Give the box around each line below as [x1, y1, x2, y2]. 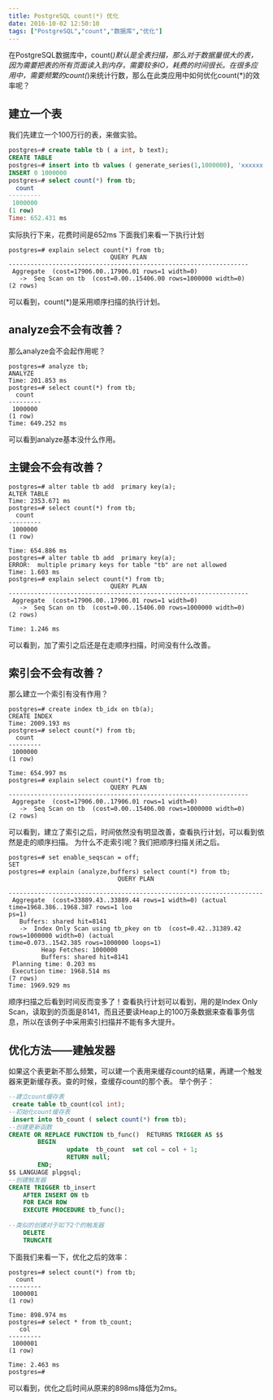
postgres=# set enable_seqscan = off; [8, 854, 140, 862]
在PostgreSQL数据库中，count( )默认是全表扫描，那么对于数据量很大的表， [8, 50, 258, 60]
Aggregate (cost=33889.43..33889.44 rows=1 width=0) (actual [11, 896, 227, 904]
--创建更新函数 [8, 1123, 53, 1131]
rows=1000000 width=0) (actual [8, 932, 115, 940]
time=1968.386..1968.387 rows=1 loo [8, 904, 132, 912]
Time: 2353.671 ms [8, 496, 71, 505]
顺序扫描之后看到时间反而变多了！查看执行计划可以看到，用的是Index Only [8, 997, 258, 1007]
